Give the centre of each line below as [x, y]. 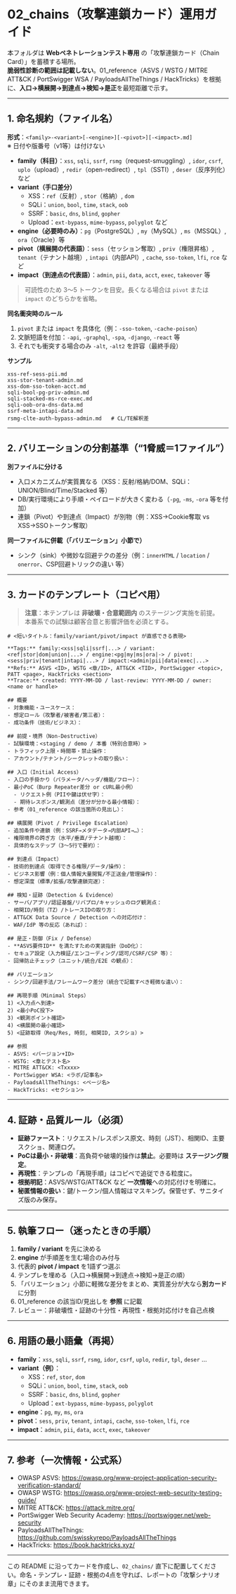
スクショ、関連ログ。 [48, 1147]
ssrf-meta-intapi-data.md [45, 411]
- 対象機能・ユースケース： [41, 708]
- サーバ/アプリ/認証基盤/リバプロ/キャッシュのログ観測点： [85, 903]
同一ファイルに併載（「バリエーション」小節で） [77, 540]
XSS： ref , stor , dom [57, 1376]
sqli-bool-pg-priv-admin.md [48, 393]
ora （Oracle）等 [41, 239]
